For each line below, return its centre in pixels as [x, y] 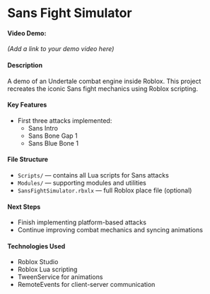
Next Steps [24, 207]
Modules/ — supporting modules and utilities [82, 183]
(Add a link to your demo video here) [61, 49]
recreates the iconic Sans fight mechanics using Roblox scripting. [103, 88]
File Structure [28, 159]
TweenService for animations [60, 277]
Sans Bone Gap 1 [53, 136]
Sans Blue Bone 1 [53, 143]
